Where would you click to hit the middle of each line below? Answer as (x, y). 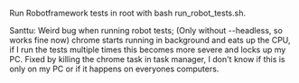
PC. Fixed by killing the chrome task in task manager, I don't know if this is (147, 59)
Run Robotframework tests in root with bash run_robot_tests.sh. (128, 13)
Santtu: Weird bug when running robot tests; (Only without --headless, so (146, 30)
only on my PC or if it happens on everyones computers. (114, 69)
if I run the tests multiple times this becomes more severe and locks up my (148, 50)
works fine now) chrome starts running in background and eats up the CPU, (150, 40)
